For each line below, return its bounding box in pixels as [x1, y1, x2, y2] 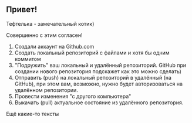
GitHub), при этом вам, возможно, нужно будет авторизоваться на [14, 80, 183, 87]
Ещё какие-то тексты [6, 110, 59, 117]
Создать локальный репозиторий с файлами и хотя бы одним [14, 49, 170, 56]
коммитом [14, 55, 41, 62]
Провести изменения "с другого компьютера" [14, 93, 132, 100]
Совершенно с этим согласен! [6, 32, 83, 39]
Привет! [6, 5, 38, 15]
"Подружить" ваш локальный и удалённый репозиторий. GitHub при [14, 61, 187, 69]
